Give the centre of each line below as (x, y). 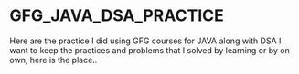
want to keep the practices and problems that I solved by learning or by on (149, 50)
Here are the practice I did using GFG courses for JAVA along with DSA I (145, 41)
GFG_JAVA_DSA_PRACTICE (117, 16)
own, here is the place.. (53, 60)
